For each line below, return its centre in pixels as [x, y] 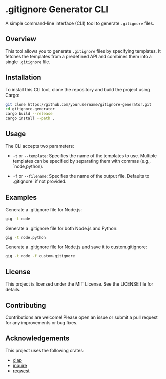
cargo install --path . [30, 118]
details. [13, 290]
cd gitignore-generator [30, 109]
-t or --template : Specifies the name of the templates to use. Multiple [85, 156]
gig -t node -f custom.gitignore [40, 256]
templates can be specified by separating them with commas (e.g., [81, 161]
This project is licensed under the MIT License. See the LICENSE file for [79, 284]
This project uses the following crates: [45, 350]
